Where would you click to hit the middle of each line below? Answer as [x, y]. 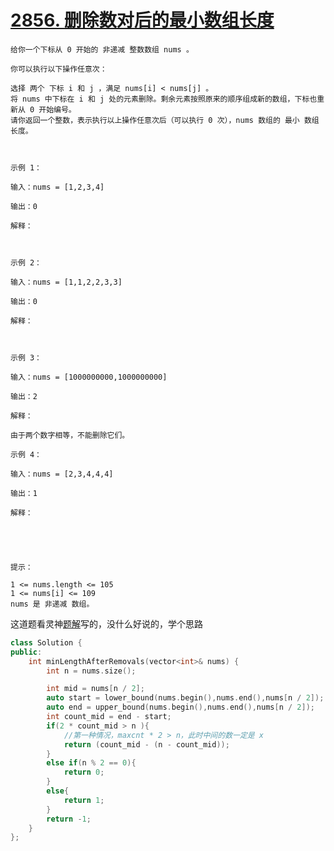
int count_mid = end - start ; [109, 717]
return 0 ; [84, 772]
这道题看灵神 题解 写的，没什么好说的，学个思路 [106, 623]
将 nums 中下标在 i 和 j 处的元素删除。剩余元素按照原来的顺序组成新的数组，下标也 [164, 99]
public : [26, 652]
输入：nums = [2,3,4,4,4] [62, 474]
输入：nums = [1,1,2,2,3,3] [66, 282]
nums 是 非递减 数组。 [52, 604]
